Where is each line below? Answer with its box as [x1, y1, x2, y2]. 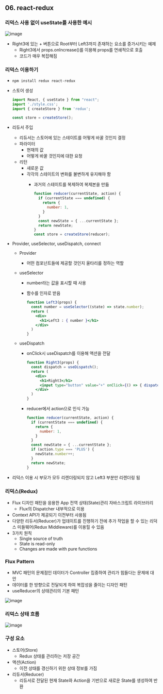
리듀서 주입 [12, 124, 33, 130]
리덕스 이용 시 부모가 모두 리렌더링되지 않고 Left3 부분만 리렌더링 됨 [12, 474, 140, 480]
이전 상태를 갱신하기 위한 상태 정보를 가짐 [19, 665, 98, 671]
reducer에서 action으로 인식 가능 [26, 406, 90, 412]
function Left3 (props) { [26, 300, 77, 305]
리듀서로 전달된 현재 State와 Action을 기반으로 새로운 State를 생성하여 [19, 677, 153, 683]
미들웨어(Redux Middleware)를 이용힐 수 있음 [17, 524, 104, 530]
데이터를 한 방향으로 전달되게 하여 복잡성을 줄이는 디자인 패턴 [12, 582, 128, 588]
